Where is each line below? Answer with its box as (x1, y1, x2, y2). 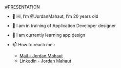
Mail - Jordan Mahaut (19, 53, 63, 58)
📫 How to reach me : (12, 42, 55, 47)
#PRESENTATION (5, 4, 40, 10)
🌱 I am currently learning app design (12, 32, 85, 38)
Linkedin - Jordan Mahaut (19, 58, 72, 64)
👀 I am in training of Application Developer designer (12, 23, 116, 28)
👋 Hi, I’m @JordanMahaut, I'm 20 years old (12, 14, 99, 19)
